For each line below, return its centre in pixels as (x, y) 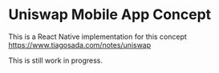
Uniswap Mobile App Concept (110, 15)
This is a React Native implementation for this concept (97, 36)
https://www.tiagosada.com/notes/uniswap (80, 44)
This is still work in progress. (55, 60)
